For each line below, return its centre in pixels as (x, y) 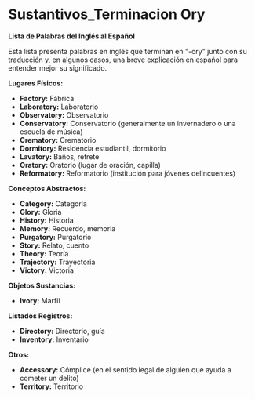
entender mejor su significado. (58, 67)
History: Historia (47, 220)
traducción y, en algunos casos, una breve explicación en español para (123, 60)
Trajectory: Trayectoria (57, 262)
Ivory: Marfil (40, 300)
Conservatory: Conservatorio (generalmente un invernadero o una (128, 123)
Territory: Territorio (51, 386)
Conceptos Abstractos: (47, 188)
